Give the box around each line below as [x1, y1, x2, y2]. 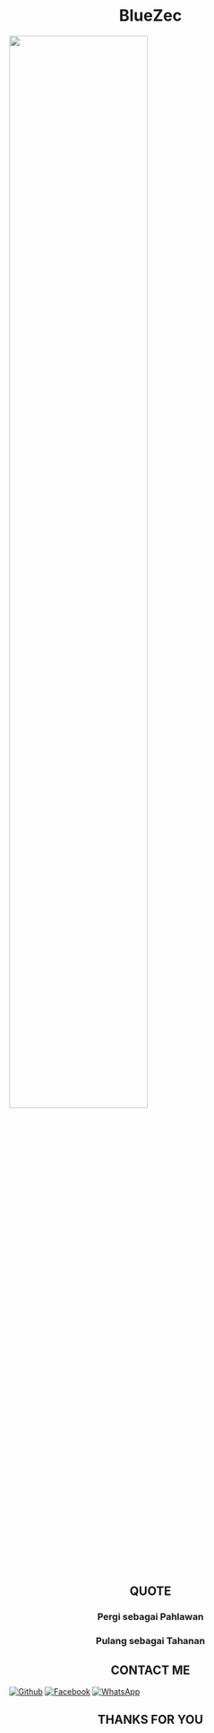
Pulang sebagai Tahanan [95, 1635, 206, 1648]
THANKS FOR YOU [97, 1712, 204, 1728]
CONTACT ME [110, 1662, 191, 1677]
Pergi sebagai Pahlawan [97, 1611, 204, 1623]
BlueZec [119, 5, 182, 26]
